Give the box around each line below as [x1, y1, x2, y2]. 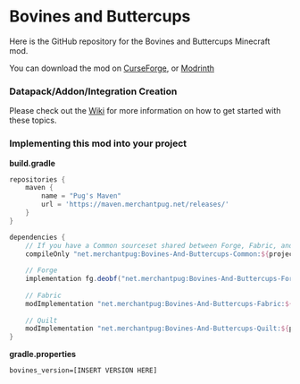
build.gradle [9, 158, 56, 168]
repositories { [9, 175, 66, 184]
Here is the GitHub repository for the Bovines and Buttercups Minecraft [9, 36, 271, 47]
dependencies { [9, 233, 66, 242]
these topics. [9, 115, 57, 126]
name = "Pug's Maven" [41, 192, 122, 201]
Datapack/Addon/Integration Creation [9, 85, 178, 98]
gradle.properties [9, 349, 77, 360]
